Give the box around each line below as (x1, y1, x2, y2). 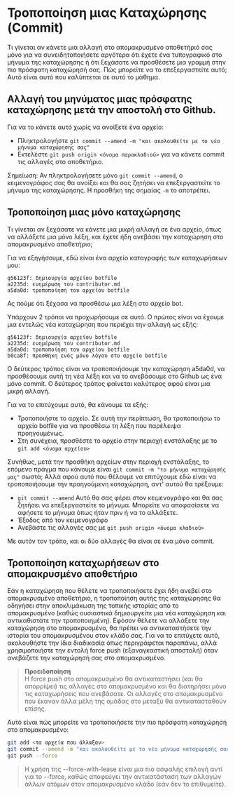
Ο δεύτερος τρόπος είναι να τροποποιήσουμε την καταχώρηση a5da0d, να (7, 364, 225, 373)
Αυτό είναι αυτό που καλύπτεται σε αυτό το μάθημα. (7, 72, 160, 81)
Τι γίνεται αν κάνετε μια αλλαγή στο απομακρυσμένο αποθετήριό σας (7, 43, 213, 51)
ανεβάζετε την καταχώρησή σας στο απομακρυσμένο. (7, 654, 166, 662)
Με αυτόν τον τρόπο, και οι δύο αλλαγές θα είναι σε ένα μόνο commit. (7, 537, 215, 545)
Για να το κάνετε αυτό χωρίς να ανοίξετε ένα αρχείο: (7, 123, 164, 131)
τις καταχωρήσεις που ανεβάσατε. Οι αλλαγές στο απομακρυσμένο (24, 690, 223, 698)
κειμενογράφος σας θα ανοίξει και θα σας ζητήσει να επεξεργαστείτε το (7, 178, 220, 187)
